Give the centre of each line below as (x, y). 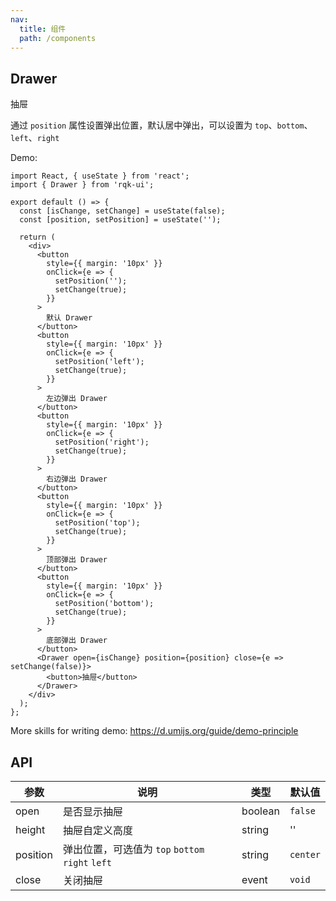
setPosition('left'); (99, 362)
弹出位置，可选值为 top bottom (133, 849)
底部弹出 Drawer (77, 641)
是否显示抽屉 (92, 811)
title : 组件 (43, 29)
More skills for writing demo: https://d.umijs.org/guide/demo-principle (154, 731)
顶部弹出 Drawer (77, 560)
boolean (260, 811)
